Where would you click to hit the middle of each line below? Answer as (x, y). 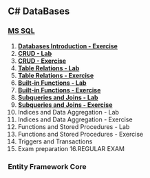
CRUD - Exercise (42, 61)
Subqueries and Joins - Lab (58, 97)
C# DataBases (39, 11)
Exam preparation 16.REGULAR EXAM (71, 148)
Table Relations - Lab (49, 68)
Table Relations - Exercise (56, 75)
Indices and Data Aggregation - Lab (68, 112)
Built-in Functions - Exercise (59, 90)
